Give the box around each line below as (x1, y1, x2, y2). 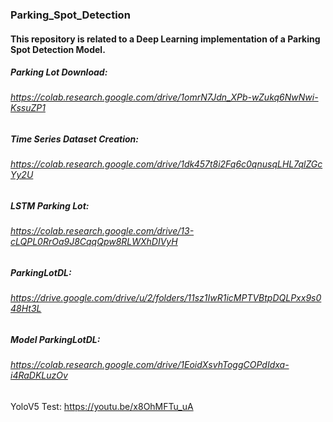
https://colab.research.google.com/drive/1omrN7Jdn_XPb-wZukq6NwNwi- (10, 91, 319, 103)
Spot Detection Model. (10, 43, 106, 55)
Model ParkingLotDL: (10, 334, 101, 346)
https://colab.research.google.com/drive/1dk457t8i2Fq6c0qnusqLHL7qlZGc (10, 158, 323, 170)
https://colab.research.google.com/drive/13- (10, 225, 195, 237)
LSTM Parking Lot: (10, 200, 90, 212)
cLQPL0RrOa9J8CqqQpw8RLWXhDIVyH (10, 236, 178, 248)
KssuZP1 (10, 102, 46, 114)
